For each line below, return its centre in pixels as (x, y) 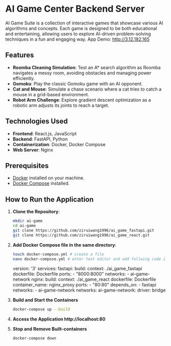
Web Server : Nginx (33, 150)
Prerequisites (27, 166)
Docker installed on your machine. (49, 178)
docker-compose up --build (41, 309)
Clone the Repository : (36, 212)
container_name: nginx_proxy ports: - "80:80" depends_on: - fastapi (84, 285)
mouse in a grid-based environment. (51, 94)
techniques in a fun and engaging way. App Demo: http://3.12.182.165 (77, 39)
